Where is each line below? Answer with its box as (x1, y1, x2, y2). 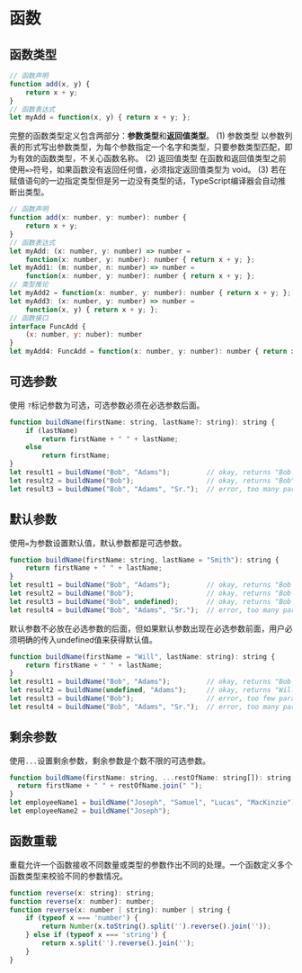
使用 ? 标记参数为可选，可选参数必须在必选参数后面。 (9, 400, 205, 410)
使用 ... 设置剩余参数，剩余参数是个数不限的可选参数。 (9, 755, 211, 766)
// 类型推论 (9, 280, 49, 289)
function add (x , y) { (9, 79, 91, 88)
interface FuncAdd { (9, 321, 87, 331)
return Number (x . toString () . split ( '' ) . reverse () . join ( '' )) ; (41, 922, 271, 932)
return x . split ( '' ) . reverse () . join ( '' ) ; (41, 939, 195, 948)
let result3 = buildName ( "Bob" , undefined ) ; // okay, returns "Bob (9, 597, 292, 606)
